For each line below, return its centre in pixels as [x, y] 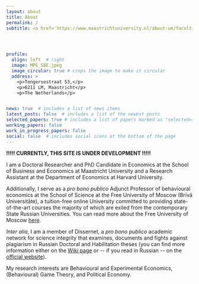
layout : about [24, 12]
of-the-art [18, 207]
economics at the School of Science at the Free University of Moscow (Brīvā [99, 195]
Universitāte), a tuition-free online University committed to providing [89, 201]
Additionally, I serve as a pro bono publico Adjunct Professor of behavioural [98, 188]
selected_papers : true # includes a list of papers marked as [84, 120]
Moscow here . [24, 220]
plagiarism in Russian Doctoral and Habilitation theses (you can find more [96, 244]
